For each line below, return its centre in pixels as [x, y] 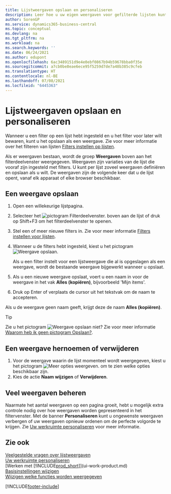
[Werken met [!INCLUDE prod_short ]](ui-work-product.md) [66, 466]
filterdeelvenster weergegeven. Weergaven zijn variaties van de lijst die [80, 162]
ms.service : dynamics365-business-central [51, 24]
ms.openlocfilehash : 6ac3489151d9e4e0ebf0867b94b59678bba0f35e [74, 62]
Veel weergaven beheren [46, 393]
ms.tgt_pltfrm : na [25, 39]
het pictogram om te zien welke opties [81, 366]
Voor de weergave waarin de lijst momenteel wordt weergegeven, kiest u [89, 361]
